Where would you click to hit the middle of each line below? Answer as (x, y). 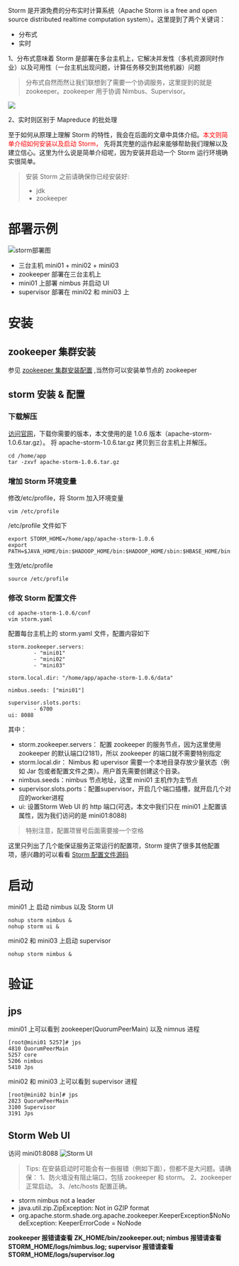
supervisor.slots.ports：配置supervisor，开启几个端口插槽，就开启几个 (122, 789)
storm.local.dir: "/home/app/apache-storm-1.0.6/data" (91, 678)
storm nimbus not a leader (57, 1200)
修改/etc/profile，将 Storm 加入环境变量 (66, 498)
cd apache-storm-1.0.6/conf (50, 613)
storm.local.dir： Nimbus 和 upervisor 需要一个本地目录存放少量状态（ (121, 762)
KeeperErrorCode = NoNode (100, 1223)
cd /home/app (27, 456)
